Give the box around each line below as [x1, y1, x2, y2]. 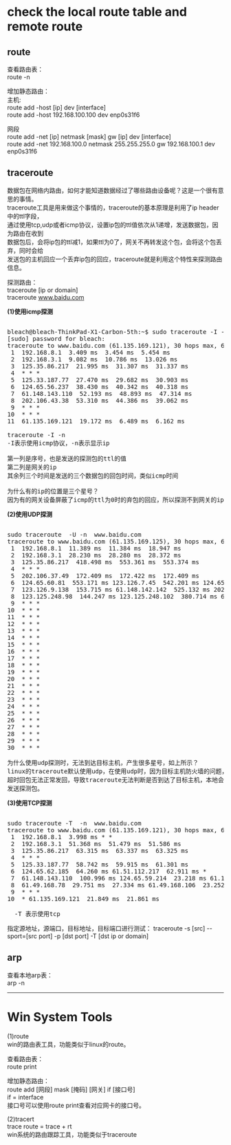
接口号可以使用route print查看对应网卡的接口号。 [7, 1101, 146, 1109]
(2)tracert [7, 1115, 34, 1123]
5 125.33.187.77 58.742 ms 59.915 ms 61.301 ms [10, 860, 189, 868]
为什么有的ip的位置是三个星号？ [7, 487, 99, 495]
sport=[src [7, 932, 38, 940]
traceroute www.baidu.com [7, 293, 85, 301]
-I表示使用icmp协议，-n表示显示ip [7, 439, 110, 447]
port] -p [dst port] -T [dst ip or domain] [38, 932, 149, 940]
